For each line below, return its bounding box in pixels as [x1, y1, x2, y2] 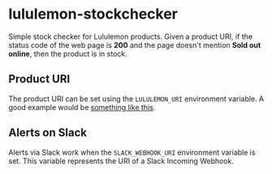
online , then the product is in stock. [8, 49, 127, 58]
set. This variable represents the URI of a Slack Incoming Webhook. [8, 155, 234, 166]
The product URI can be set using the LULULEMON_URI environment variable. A [8, 94, 265, 104]
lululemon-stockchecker [8, 5, 179, 23]
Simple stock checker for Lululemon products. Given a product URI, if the [8, 32, 253, 41]
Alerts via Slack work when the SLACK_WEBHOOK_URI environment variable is [8, 147, 256, 157]
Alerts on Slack [8, 126, 88, 140]
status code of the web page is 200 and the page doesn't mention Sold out [8, 40, 261, 49]
